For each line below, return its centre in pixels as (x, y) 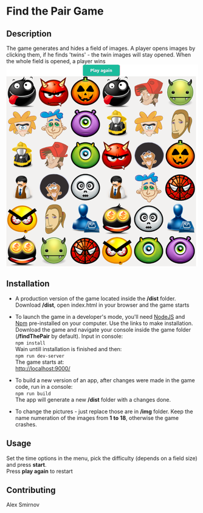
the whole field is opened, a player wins (56, 61)
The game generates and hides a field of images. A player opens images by (101, 48)
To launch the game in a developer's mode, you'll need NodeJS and (100, 316)
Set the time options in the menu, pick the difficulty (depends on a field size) (102, 458)
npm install (30, 343)
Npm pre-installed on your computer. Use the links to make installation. (104, 323)
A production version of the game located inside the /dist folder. (95, 298)
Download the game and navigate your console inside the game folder (103, 329)
